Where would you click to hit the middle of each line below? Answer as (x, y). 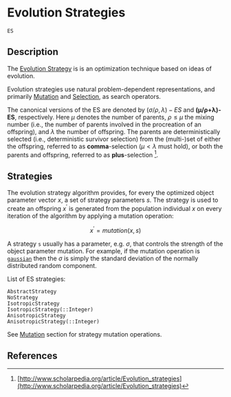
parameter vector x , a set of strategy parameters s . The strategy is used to (113, 200)
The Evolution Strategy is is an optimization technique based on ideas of (109, 68)
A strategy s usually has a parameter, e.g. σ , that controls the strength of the (115, 243)
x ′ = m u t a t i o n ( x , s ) (115, 229)
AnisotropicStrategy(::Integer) (53, 321)
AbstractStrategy (32, 291)
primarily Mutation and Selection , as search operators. (84, 96)
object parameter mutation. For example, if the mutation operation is (104, 251)
